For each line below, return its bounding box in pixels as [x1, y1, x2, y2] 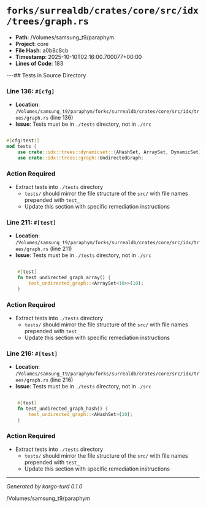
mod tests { [6, 144, 37, 150]
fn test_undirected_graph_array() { [17, 275, 112, 281]
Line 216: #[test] [6, 349, 58, 358]
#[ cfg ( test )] [6, 137, 40, 144]
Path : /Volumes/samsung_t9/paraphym [15, 33, 115, 41]
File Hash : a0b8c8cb [15, 47, 69, 54]
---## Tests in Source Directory [6, 71, 86, 79]
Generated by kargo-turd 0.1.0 [6, 483, 83, 490]
